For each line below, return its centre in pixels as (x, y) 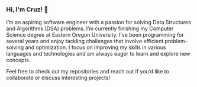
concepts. (18, 60)
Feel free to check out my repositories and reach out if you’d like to (88, 72)
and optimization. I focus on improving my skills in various (96, 47)
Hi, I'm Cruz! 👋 (27, 9)
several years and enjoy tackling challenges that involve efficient (85, 41)
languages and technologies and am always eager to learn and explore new (98, 54)
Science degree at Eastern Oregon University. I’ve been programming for (95, 35)
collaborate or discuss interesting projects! (58, 78)
